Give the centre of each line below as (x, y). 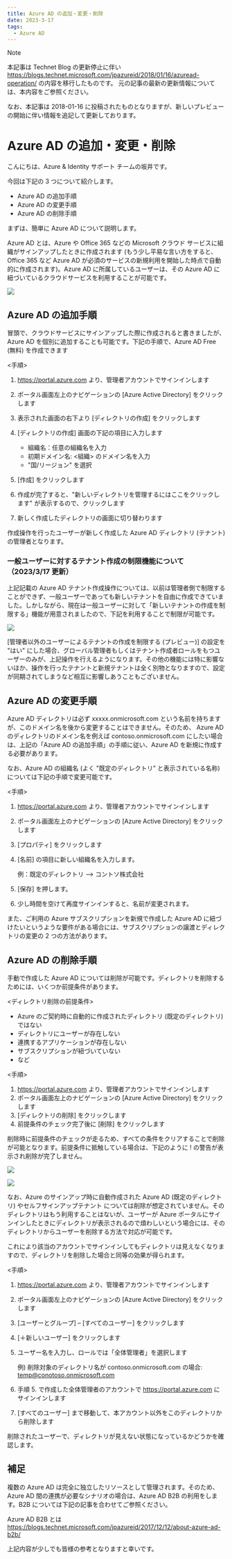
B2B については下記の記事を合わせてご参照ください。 (95, 1504)
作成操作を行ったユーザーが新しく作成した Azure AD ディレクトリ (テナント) (116, 533)
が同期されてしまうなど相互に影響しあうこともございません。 (95, 677)
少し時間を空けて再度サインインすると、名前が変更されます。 (105, 904)
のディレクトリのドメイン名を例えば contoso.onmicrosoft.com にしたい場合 (115, 736)
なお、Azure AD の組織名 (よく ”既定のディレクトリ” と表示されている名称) (114, 768)
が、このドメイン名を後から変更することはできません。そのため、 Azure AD (115, 728)
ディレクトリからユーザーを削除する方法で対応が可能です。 (92, 1232)
